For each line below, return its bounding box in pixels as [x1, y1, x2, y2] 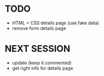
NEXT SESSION [5, 43, 71, 55]
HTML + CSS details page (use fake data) [12, 20, 99, 26]
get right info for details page [12, 65, 74, 71]
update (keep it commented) [12, 59, 72, 66]
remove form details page [12, 25, 66, 31]
